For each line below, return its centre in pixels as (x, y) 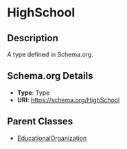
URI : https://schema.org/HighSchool (68, 100)
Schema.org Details (50, 76)
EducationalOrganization (52, 138)
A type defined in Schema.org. (50, 54)
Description (33, 38)
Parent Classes (40, 122)
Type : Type (33, 92)
